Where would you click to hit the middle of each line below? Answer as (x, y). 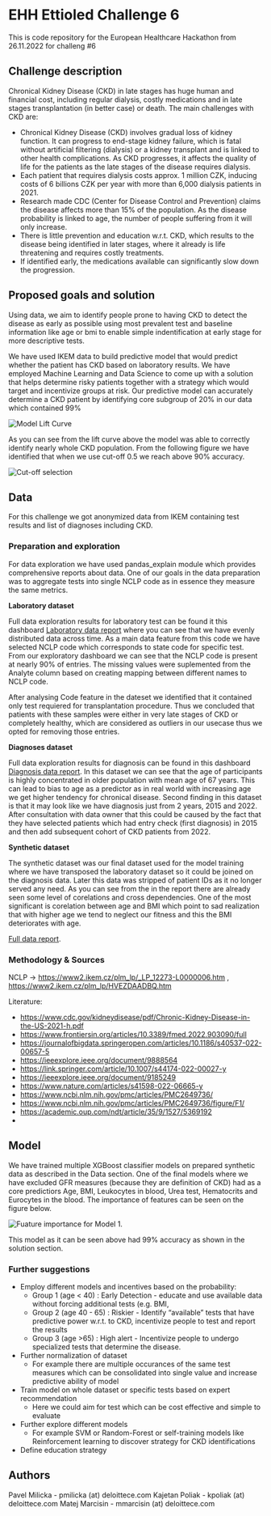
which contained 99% (45, 408)
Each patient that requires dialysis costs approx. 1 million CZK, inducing (138, 175)
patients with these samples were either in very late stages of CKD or (123, 714)
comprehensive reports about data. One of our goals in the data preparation (134, 573)
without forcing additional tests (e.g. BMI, (100, 1304)
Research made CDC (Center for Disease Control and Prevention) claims (140, 201)
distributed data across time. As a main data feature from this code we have (134, 638)
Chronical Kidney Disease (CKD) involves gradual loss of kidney (126, 132)
